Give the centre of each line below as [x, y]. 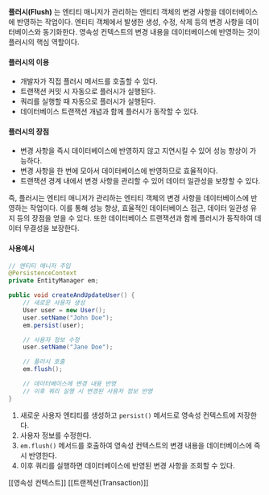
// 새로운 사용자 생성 [54, 303]
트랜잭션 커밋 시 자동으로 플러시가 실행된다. [88, 92]
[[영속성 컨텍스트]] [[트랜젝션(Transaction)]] [79, 482]
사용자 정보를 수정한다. [56, 435]
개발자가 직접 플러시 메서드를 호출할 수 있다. [89, 81]
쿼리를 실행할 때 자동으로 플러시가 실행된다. [88, 101]
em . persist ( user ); [54, 325]
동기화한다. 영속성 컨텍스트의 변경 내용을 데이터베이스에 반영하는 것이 [151, 32]
